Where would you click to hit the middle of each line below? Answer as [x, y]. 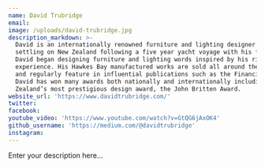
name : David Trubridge [45, 15]
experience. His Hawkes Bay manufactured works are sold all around [130, 67]
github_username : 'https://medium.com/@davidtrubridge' [102, 125]
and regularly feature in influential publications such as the [123, 74]
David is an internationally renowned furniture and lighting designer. [137, 45]
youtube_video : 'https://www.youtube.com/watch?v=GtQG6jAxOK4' [114, 118]
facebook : [24, 111]
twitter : [22, 103]
